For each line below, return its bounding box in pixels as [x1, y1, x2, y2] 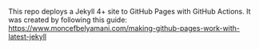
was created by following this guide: [8, 15, 128, 24]
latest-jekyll [8, 32, 46, 41]
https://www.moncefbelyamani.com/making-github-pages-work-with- [8, 24, 241, 32]
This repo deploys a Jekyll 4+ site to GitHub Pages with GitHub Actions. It [8, 7, 251, 16]
